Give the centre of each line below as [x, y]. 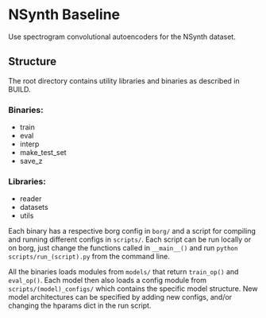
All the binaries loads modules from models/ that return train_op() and [123, 272]
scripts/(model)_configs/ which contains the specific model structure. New [133, 289]
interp [29, 144]
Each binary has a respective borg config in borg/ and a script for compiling [132, 231]
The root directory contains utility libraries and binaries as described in [124, 80]
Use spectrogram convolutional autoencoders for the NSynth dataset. [122, 37]
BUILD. [19, 89]
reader [31, 199]
